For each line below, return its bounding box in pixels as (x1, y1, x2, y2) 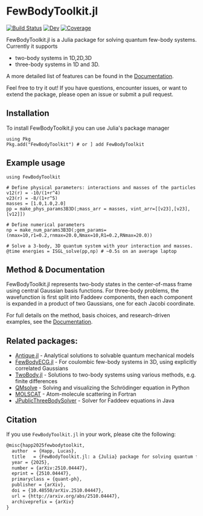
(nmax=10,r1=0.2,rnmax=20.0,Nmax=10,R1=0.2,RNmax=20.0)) (6, 232, 153, 238)
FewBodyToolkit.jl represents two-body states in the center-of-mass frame (6, 281, 192, 288)
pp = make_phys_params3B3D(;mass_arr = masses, (6, 206, 129, 212)
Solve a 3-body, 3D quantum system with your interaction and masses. (11, 243, 193, 249)
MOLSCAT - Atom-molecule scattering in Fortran (14, 390, 137, 398)
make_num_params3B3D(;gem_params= (19, 227, 107, 233)
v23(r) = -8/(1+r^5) (6, 195, 59, 201)
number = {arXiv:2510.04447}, (11, 465, 88, 471)
